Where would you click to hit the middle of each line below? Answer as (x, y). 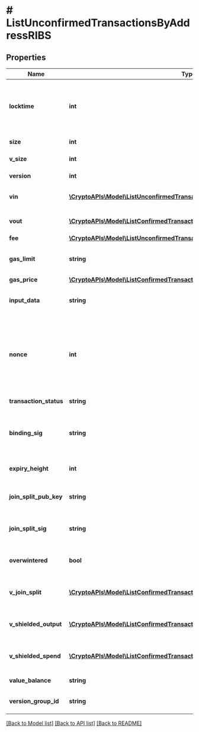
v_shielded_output (36, 624)
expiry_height (29, 469)
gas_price (23, 279)
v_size (18, 159)
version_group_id (34, 701)
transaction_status (36, 401)
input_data (25, 300)
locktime (22, 106)
